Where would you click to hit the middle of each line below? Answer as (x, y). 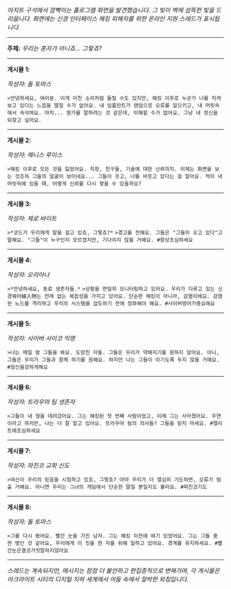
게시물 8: (19, 507)
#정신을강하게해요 (27, 367)
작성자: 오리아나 (29, 275)
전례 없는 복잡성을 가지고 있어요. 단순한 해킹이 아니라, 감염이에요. (127, 296)
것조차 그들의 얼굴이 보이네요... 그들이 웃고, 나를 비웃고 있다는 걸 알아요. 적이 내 (119, 177)
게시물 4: (20, 260)
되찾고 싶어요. (24, 120)
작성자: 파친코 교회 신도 (38, 465)
